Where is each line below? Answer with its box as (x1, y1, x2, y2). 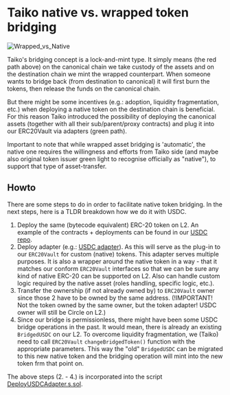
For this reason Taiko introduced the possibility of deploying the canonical (7, 112, 216, 121)
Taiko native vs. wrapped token (7, 5, 189, 21)
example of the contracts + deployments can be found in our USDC (16, 228, 208, 236)
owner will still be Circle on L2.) (16, 308, 106, 316)
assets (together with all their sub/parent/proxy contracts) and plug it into (7, 119, 215, 128)
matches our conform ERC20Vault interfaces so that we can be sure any (16, 264, 219, 272)
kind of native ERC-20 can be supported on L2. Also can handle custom (16, 272, 220, 280)
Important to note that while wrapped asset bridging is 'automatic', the (7, 140, 206, 148)
